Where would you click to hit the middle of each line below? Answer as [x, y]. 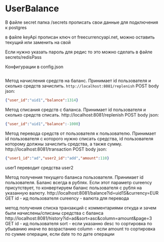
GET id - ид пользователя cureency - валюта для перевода [67, 198]
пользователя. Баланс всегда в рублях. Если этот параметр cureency [79, 182]
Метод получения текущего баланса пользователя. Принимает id [74, 177]
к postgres [16, 27]
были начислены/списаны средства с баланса [54, 213]
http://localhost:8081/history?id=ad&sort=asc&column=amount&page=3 [79, 218]
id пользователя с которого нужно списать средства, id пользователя [79, 138]
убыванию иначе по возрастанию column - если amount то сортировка [80, 229]
